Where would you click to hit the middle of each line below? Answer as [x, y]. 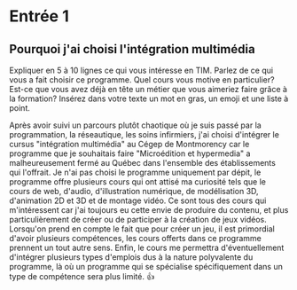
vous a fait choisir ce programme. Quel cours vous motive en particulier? [142, 80]
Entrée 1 [39, 16]
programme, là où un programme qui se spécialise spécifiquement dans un [146, 266]
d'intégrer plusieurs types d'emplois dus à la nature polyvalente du [131, 257]
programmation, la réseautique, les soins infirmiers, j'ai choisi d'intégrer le [144, 134]
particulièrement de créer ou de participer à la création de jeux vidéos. [138, 219]
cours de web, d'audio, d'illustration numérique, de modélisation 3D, [134, 191]
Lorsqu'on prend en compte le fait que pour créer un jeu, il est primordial [142, 229]
